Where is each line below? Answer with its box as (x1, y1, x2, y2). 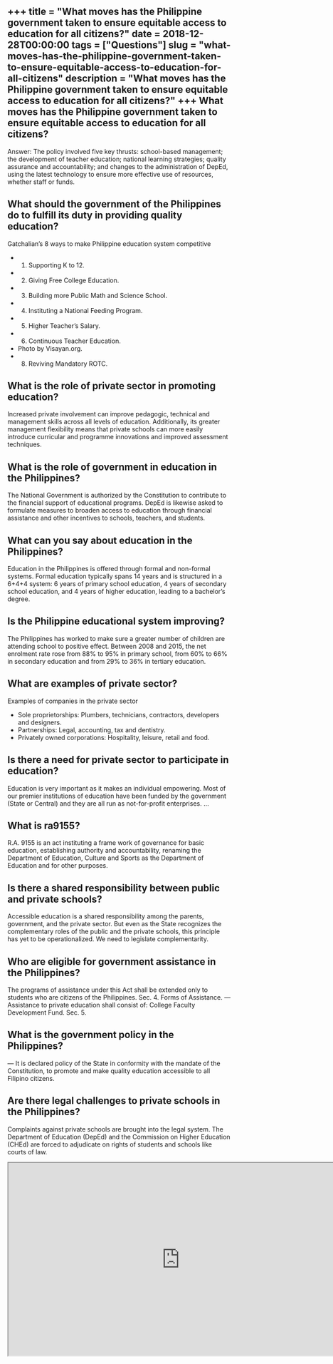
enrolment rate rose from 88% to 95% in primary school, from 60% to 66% (7, 649, 228, 658)
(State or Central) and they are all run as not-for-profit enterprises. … (7, 799, 210, 808)
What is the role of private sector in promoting (7, 380, 216, 392)
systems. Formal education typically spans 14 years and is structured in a (7, 572, 223, 580)
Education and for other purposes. (7, 861, 108, 870)
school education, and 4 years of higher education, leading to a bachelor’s (7, 588, 226, 596)
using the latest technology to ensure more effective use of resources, (7, 170, 213, 178)
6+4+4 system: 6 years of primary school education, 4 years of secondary (7, 580, 227, 588)
